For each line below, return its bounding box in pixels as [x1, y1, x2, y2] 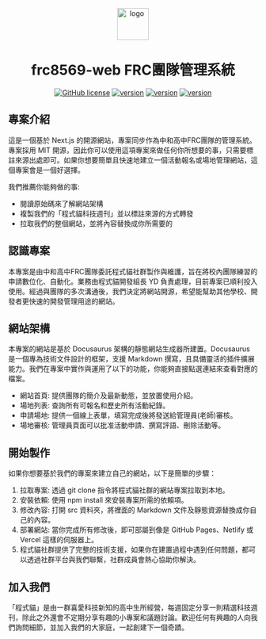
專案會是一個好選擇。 [14, 165, 85, 174]
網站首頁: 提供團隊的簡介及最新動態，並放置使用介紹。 [19, 391, 198, 400]
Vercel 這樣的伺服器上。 [19, 535, 99, 545]
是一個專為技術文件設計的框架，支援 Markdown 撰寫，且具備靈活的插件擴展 [8, 354, 255, 364]
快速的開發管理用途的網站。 [28, 297, 120, 306]
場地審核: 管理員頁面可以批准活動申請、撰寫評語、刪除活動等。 [19, 420, 226, 430]
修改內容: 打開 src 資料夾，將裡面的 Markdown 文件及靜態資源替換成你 [19, 505, 250, 515]
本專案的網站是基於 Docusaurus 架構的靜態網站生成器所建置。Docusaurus [8, 344, 251, 354]
